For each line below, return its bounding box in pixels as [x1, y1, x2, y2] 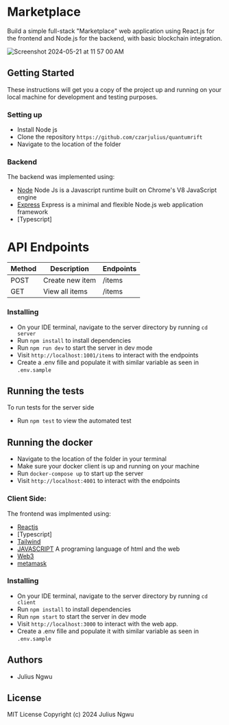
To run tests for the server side [7, 403, 95, 412]
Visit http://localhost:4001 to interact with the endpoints [16, 477, 180, 485]
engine [16, 193, 37, 202]
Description [50, 264, 89, 274]
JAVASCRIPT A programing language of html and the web [16, 545, 180, 553]
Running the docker [7, 436, 93, 448]
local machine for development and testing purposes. [7, 93, 158, 101]
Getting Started [7, 67, 75, 79]
